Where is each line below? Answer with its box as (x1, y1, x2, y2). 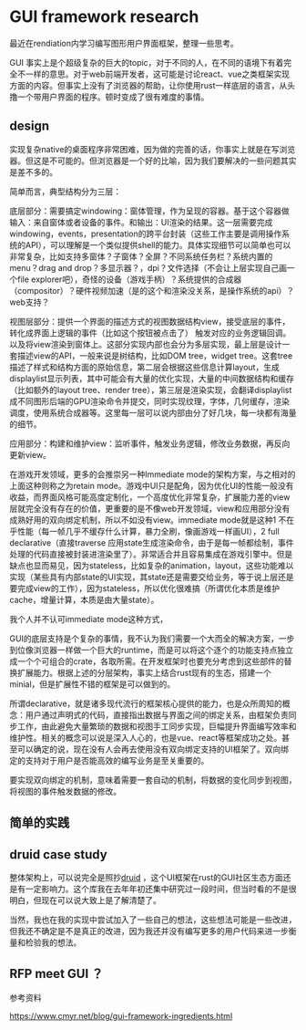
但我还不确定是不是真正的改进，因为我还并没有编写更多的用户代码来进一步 (9, 925, 289, 936)
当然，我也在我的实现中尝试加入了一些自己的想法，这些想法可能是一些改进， (9, 914, 297, 925)
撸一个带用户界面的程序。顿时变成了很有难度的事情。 (9, 91, 209, 102)
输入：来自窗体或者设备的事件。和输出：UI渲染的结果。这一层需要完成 (9, 216, 273, 227)
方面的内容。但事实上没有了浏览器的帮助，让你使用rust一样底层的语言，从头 (9, 79, 296, 90)
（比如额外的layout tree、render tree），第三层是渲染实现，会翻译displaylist (9, 384, 292, 395)
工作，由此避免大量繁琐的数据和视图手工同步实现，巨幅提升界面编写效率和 (16, 721, 297, 732)
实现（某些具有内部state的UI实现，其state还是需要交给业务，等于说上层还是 (9, 571, 294, 582)
